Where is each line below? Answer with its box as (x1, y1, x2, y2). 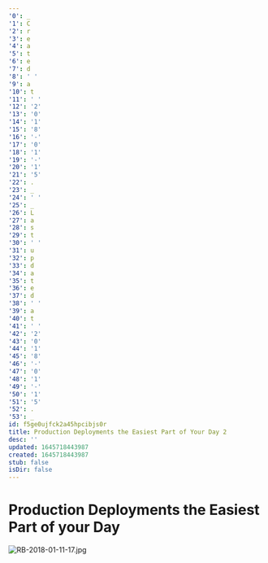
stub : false (8, 458, 49, 466)
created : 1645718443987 (8, 451, 89, 459)
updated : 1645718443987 (8, 443, 89, 452)
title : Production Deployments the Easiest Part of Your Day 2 (8, 428, 227, 436)
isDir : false (8, 465, 53, 474)
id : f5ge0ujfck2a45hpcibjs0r (8, 421, 107, 429)
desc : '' (8, 435, 38, 443)
